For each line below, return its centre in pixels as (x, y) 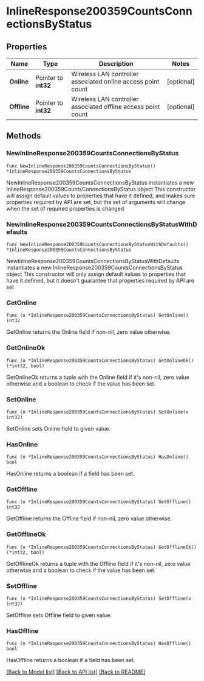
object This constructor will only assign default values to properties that (96, 274)
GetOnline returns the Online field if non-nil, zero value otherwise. (89, 332)
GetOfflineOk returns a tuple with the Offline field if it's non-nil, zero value (98, 563)
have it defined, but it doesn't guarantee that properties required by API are (100, 280)
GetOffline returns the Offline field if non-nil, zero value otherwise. (89, 518)
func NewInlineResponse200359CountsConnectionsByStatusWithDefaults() (97, 244)
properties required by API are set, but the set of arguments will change (96, 202)
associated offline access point (116, 107)
